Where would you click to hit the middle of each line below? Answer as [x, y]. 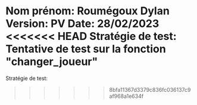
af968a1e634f [126, 96]
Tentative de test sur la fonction [86, 49]
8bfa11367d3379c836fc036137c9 [150, 89]
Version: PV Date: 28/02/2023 [82, 24]
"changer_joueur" [52, 62]
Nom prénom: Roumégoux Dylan [88, 11]
